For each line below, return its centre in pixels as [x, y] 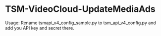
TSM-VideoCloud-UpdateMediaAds [80, 9]
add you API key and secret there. [40, 28]
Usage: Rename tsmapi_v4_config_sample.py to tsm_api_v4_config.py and [80, 23]
